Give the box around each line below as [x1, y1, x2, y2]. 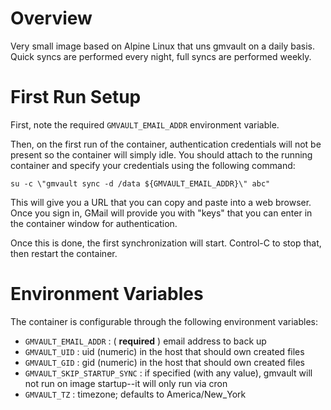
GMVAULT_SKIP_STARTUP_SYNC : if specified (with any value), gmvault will [24, 367, 313, 379]
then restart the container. [10, 247, 118, 259]
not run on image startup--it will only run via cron [24, 377, 228, 389]
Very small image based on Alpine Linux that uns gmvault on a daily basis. [10, 40, 315, 52]
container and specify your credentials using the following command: [10, 159, 296, 171]
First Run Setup [10, 86, 142, 109]
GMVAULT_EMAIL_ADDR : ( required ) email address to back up [24, 335, 267, 347]
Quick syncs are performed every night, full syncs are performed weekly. [10, 50, 312, 62]
